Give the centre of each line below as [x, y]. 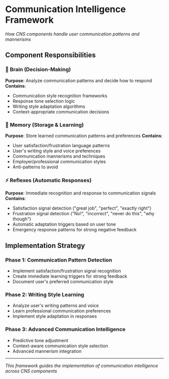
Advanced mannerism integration [47, 351]
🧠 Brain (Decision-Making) [38, 70]
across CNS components [31, 371]
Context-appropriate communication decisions [61, 111]
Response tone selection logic [44, 101]
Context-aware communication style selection [60, 346]
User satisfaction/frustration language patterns [61, 145]
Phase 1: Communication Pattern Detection [59, 260]
